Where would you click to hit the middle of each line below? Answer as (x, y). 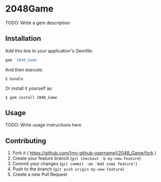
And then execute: (24, 70)
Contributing (26, 141)
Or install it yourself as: (29, 88)
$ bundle (14, 79)
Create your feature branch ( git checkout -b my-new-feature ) (77, 158)
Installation (23, 39)
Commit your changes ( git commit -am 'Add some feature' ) (75, 164)
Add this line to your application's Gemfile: (49, 50)
